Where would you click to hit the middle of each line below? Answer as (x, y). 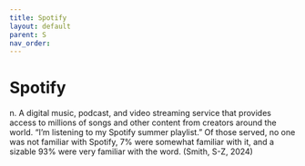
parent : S (28, 34)
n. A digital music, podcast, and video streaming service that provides (140, 113)
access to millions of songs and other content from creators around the (143, 122)
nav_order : (30, 43)
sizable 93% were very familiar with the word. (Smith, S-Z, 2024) (131, 151)
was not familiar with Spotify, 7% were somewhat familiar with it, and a (142, 142)
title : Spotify (38, 18)
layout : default (40, 26)
